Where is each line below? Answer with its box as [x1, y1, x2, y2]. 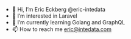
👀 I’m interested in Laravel [12, 12, 77, 19]
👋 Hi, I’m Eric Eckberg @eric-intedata [12, 6, 105, 13]
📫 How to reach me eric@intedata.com [12, 26, 112, 33]
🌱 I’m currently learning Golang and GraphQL [12, 19, 126, 26]
